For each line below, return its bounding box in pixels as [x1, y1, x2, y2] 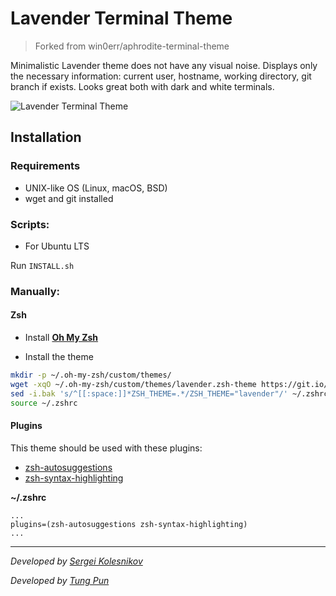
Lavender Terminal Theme [10, 7, 233, 30]
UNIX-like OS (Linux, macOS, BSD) [24, 182, 168, 194]
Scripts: [10, 217, 50, 231]
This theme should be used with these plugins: [10, 442, 203, 454]
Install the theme [24, 351, 94, 363]
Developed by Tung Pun [10, 574, 110, 586]
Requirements [10, 159, 81, 173]
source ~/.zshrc [10, 398, 78, 408]
